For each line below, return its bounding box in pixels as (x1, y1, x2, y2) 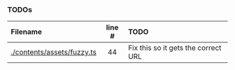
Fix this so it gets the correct (128, 43, 222, 53)
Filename (10, 27, 42, 37)
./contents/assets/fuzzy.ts (10, 47, 97, 57)
